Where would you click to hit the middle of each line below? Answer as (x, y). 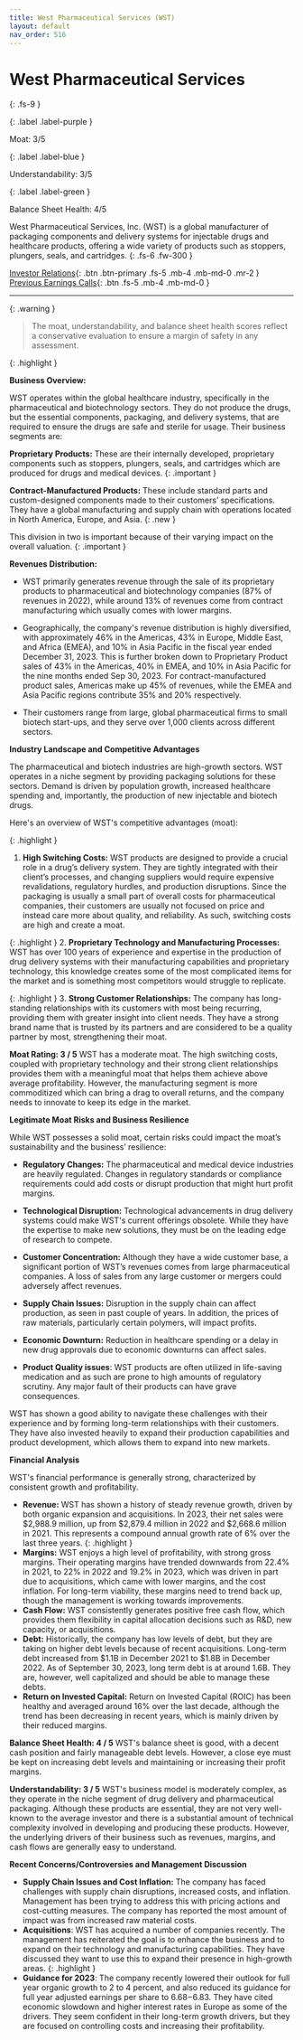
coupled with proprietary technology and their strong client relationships (144, 1064)
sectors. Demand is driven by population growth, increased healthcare (140, 786)
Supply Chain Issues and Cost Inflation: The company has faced (144, 1882)
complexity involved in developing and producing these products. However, (150, 1828)
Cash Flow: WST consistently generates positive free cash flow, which (154, 1611)
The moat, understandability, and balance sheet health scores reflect (160, 326)
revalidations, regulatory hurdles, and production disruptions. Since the (154, 887)
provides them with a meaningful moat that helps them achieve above (139, 1074)
